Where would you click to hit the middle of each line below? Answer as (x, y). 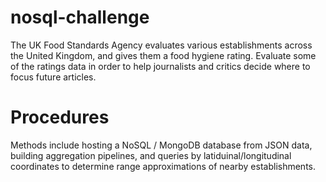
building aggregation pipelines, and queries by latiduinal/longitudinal (151, 155)
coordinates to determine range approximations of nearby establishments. (163, 166)
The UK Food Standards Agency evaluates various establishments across (161, 45)
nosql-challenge (80, 17)
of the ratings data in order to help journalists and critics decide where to (160, 66)
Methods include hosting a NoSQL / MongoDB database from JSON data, (161, 145)
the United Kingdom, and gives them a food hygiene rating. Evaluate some (163, 55)
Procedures (60, 117)
